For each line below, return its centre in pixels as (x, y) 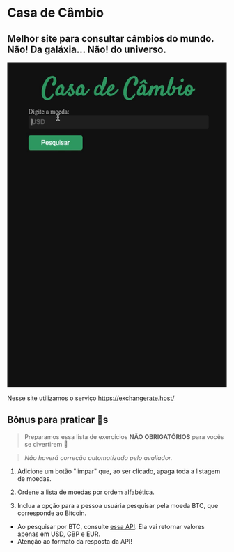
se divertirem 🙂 (46, 444)
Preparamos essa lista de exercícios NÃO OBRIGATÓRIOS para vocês (124, 436)
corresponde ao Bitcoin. (52, 513)
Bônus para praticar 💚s (58, 420)
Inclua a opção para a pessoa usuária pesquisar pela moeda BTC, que (118, 505)
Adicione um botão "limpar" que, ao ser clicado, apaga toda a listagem (119, 471)
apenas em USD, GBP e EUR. (59, 534)
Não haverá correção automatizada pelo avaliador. (98, 457)
